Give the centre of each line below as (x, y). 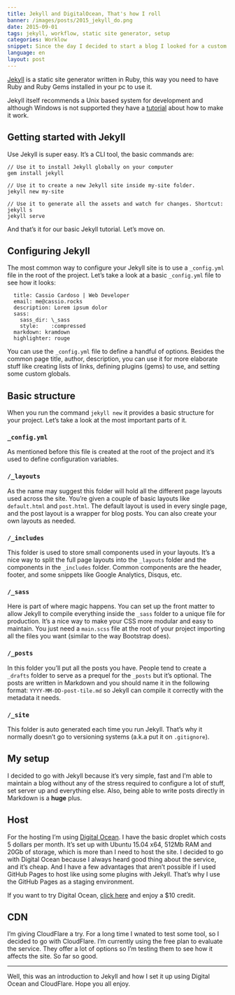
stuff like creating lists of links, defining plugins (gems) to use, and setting (114, 366)
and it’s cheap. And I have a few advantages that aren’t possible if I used (112, 867)
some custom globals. (39, 374)
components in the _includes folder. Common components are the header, (115, 568)
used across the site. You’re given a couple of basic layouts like (99, 498)
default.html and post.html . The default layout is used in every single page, (117, 506)
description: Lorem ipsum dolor (61, 308)
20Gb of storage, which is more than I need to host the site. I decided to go (115, 851)
